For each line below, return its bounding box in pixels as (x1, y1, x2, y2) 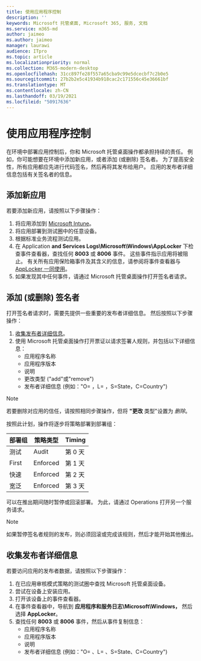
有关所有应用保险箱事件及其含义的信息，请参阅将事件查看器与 (27, 258, 181, 265)
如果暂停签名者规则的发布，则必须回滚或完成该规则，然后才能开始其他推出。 (6, 530, 197, 538)
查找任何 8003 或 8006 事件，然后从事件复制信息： (14, 618, 145, 625)
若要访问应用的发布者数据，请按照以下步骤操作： (6, 567, 128, 575)
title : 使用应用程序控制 (6, 8, 62, 15)
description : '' (6, 15, 47, 21)
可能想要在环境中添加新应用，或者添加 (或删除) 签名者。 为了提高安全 (22, 155, 195, 163)
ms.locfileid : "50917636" (6, 99, 71, 105)
